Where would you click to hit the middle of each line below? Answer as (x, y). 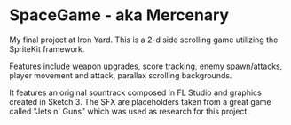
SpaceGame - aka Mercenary (119, 15)
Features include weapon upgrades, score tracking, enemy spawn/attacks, (146, 66)
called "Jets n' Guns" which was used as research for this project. (130, 111)
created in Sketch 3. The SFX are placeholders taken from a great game (140, 101)
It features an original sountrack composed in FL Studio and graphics (135, 92)
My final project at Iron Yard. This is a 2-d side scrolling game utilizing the (144, 40)
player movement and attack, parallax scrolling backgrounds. (121, 75)
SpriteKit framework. (47, 48)
